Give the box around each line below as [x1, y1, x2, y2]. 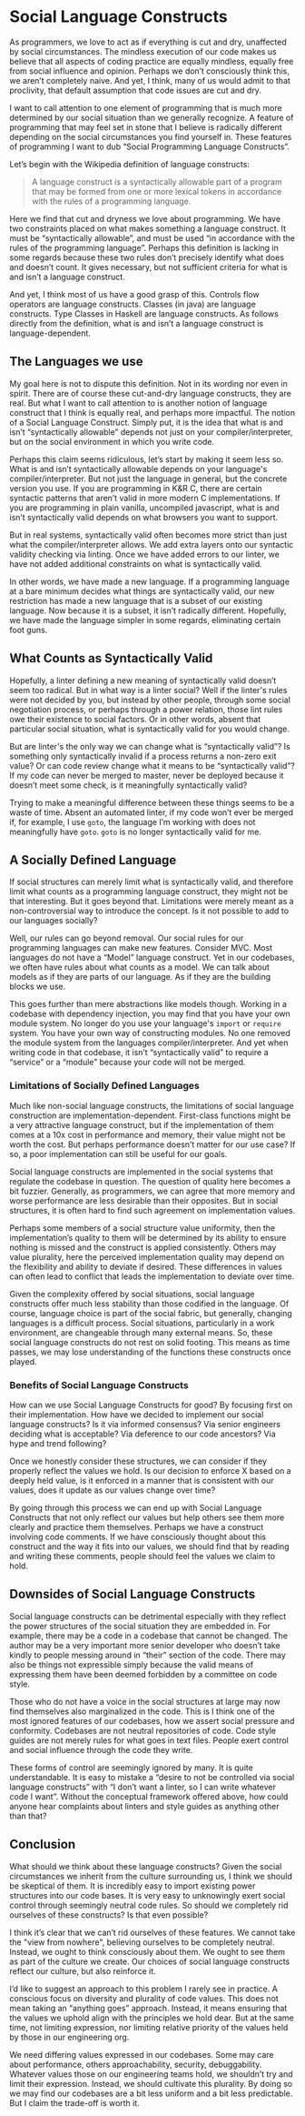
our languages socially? [9, 915, 98, 926]
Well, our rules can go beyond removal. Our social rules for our [9, 932, 244, 943]
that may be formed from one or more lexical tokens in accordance [31, 186, 282, 196]
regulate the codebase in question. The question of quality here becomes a [9, 1175, 290, 1186]
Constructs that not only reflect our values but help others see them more [9, 1512, 285, 1523]
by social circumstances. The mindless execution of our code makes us [9, 45, 277, 56]
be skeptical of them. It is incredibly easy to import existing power [9, 1880, 256, 1891]
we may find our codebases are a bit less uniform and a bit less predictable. [9, 2088, 293, 2099]
